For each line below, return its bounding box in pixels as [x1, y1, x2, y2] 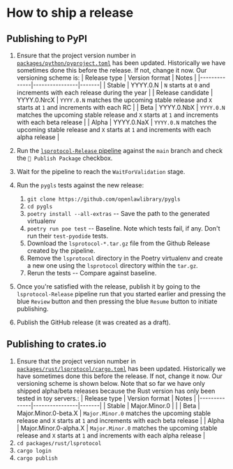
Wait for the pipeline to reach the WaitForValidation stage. [16, 168, 186, 175]
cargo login [16, 447, 52, 454]
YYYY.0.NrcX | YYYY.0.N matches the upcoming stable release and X [16, 96, 213, 104]
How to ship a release [6, 5, 134, 21]
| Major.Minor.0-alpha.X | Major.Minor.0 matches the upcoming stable [16, 424, 218, 432]
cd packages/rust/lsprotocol [16, 440, 102, 447]
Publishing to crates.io [6, 338, 107, 350]
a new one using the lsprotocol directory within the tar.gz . [27, 261, 198, 270]
